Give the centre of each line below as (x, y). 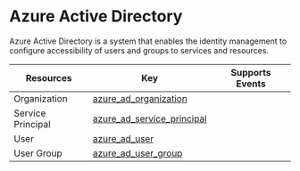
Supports (251, 72)
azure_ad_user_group (137, 153)
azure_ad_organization (140, 98)
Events (251, 84)
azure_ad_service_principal (150, 118)
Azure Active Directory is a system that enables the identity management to (148, 41)
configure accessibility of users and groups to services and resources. (139, 50)
